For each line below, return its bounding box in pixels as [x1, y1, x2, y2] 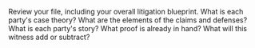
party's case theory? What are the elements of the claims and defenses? [8, 15, 248, 25]
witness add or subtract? [8, 32, 90, 42]
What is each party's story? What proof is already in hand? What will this [8, 24, 248, 33]
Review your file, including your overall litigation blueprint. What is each [8, 7, 244, 16]
